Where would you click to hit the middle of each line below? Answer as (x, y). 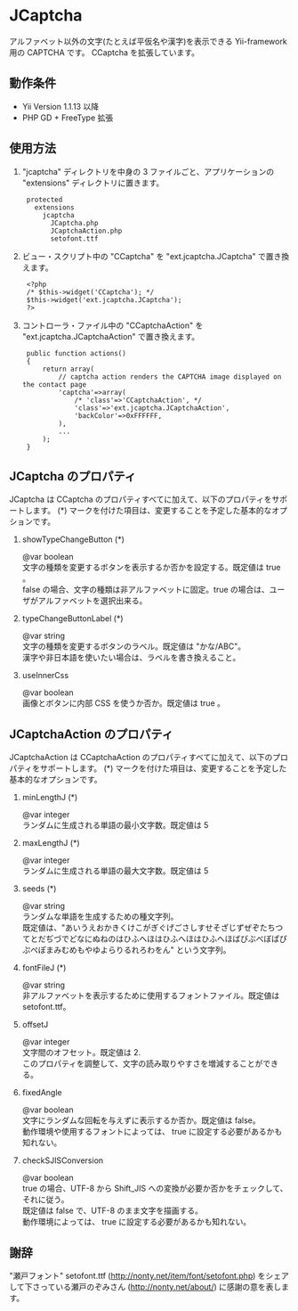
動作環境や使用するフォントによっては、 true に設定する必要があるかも (152, 1132)
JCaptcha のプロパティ (73, 476)
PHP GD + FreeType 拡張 (68, 118)
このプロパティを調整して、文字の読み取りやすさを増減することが (142, 1064)
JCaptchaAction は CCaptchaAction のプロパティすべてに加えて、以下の (141, 758)
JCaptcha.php (74, 223)
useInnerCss (45, 676)
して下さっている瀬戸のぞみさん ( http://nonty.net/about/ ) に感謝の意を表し (145, 1287)
